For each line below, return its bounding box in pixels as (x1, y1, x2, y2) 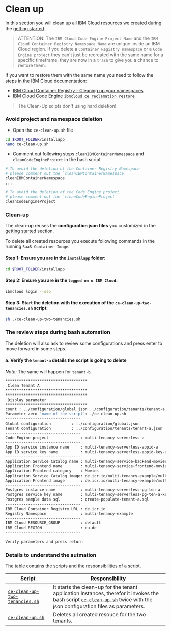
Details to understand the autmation (5, 551, 97, 558)
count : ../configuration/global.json (5, 407, 88, 412)
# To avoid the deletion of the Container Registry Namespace (5, 166, 140, 171)
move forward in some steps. (5, 345, 67, 352)
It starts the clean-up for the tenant (53, 584, 138, 591)
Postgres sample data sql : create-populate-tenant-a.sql (5, 497, 149, 502)
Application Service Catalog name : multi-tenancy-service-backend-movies (5, 459, 167, 464)
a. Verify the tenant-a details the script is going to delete (5, 357, 127, 363)
